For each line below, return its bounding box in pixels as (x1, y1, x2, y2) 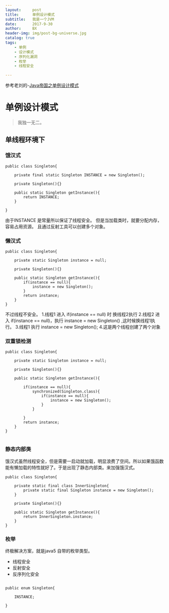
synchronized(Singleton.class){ (32, 389, 100, 394)
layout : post (5, 7, 42, 13)
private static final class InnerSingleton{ (14, 483, 109, 488)
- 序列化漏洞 (14, 54, 38, 59)
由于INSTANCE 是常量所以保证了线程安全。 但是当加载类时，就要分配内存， (5, 217, 162, 223)
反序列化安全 (12, 571, 39, 577)
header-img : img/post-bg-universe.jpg (5, 31, 87, 36)
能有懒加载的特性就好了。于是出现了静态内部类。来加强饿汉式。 (5, 464, 137, 471)
